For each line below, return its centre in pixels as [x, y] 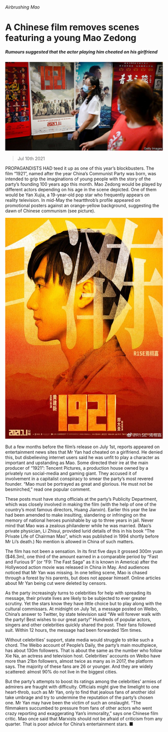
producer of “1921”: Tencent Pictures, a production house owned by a [77, 468]
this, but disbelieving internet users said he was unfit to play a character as [82, 457]
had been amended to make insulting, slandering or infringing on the [76, 515]
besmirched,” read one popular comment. [48, 489]
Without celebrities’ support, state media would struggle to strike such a [79, 640]
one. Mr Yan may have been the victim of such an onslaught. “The [73, 702]
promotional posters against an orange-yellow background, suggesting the [82, 206]
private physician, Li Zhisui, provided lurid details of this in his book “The [80, 531]
